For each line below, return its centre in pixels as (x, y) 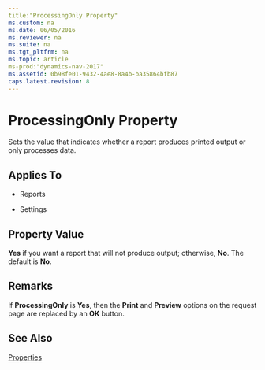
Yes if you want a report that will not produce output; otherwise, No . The (126, 253)
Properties (25, 357)
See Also (30, 338)
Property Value (46, 234)
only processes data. (42, 150)
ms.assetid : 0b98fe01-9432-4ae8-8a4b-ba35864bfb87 (93, 74)
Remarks (31, 286)
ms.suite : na (30, 45)
